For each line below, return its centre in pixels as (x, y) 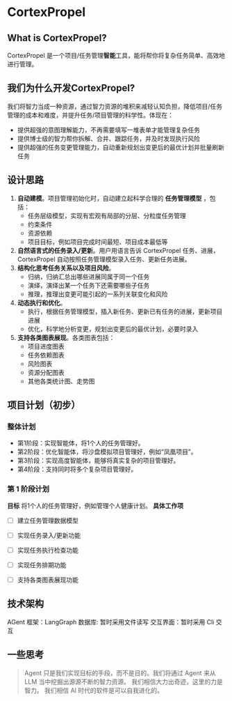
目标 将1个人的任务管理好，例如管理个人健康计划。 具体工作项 (96, 505)
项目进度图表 (46, 346)
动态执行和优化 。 (42, 302)
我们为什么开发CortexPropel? (71, 88)
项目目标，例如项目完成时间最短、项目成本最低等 (98, 242)
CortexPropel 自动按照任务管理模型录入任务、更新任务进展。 (104, 259)
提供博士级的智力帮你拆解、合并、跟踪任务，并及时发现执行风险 (108, 138)
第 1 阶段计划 (28, 489)
